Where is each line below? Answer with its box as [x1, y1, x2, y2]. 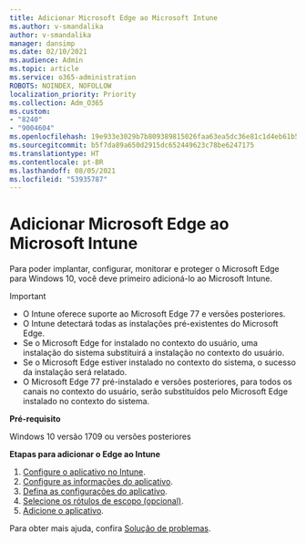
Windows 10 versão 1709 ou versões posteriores [9, 431, 191, 443]
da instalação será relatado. [22, 367, 127, 378]
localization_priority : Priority [9, 89, 137, 99]
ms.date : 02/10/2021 [9, 47, 88, 57]
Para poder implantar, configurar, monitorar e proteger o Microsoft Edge [9, 264, 280, 275]
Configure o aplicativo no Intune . [22, 466, 146, 477]
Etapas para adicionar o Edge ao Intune [9, 449, 161, 460]
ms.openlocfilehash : [9, 132, 88, 141]
